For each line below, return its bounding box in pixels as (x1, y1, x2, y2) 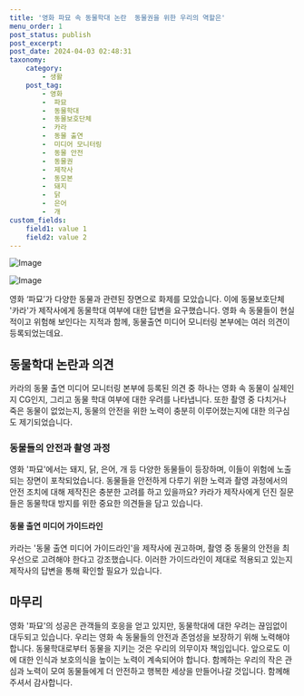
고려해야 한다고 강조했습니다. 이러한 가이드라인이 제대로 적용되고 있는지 (40, 554, 293, 564)
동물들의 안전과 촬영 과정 (9, 442, 111, 455)
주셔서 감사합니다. (9, 677, 74, 688)
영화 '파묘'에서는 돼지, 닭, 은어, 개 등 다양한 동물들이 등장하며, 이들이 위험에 (9, 464, 275, 475)
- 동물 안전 (42, 148, 83, 157)
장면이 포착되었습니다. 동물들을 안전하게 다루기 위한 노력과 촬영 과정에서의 (25, 475, 289, 486)
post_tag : (25, 81, 64, 90)
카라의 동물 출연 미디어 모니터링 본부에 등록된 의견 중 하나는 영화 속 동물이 (9, 383, 270, 394)
